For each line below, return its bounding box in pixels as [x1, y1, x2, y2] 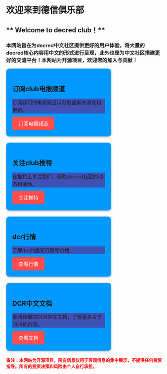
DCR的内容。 [12, 321, 43, 328]
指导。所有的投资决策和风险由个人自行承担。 [6, 363, 97, 369]
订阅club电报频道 [12, 85, 65, 93]
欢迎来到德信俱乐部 [6, 4, 84, 16]
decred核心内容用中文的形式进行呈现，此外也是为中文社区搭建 [6, 49, 155, 56]
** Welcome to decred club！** [6, 26, 106, 34]
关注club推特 [12, 159, 52, 167]
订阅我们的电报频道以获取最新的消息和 [12, 99, 102, 106]
